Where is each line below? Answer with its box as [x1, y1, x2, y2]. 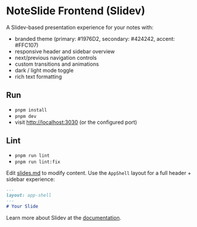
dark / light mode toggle [14, 66, 74, 73]
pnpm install [14, 107, 47, 113]
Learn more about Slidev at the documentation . [6, 215, 122, 222]
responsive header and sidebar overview [14, 47, 115, 55]
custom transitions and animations [14, 60, 99, 68]
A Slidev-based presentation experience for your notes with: [6, 24, 154, 31]
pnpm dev [14, 113, 37, 119]
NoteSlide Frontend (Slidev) [6, 4, 145, 18]
